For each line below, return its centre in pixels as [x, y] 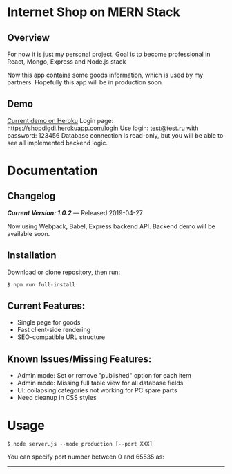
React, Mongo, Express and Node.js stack [67, 62]
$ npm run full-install [41, 284]
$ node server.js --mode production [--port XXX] [80, 444]
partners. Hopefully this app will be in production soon [85, 82]
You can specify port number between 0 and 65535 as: [86, 457]
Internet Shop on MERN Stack [94, 12]
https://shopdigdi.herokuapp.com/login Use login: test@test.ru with [103, 128]
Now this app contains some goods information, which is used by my [105, 75]
